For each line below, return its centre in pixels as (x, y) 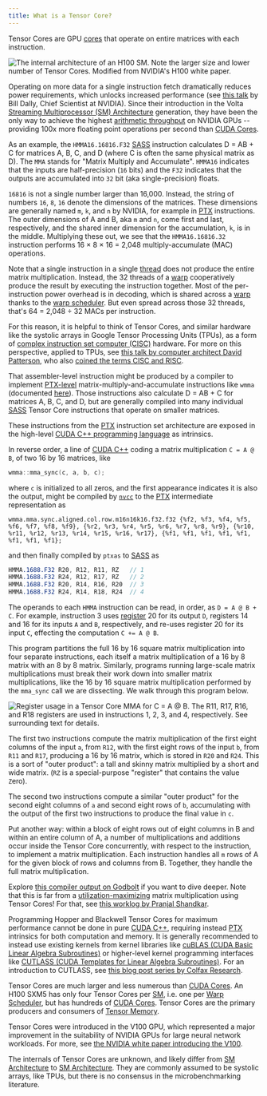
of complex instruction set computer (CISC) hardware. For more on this (125, 343)
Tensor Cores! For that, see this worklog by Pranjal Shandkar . (109, 904)
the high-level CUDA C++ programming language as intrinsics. (111, 434)
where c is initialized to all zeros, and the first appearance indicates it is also (133, 487)
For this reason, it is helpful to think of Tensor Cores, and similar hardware (130, 326)
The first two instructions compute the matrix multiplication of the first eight (132, 739)
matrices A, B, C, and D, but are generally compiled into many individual (126, 401)
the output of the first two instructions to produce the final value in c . (121, 813)
